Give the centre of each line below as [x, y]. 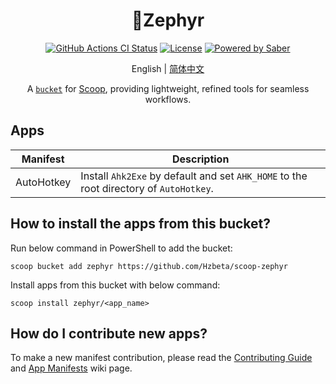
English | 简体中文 [168, 68]
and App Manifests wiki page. [71, 368]
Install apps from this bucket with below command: [115, 285]
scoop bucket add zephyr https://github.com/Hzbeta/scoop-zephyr [149, 266]
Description [200, 159]
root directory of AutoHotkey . [147, 188]
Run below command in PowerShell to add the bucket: [121, 248]
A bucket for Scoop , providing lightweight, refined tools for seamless [168, 88]
